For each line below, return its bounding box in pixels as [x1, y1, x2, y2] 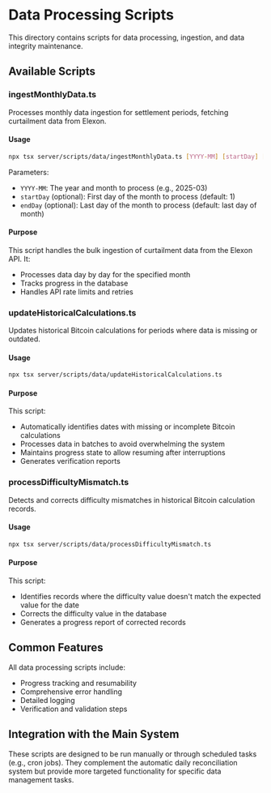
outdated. [8, 334, 40, 344]
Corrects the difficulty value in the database [19, 609, 167, 619]
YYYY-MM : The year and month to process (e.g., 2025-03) [19, 182, 208, 192]
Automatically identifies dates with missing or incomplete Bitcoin [19, 422, 236, 431]
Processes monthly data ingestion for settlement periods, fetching [8, 107, 229, 117]
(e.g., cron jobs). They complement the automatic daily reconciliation [8, 757, 238, 767]
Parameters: [8, 167, 49, 177]
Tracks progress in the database [19, 278, 129, 288]
